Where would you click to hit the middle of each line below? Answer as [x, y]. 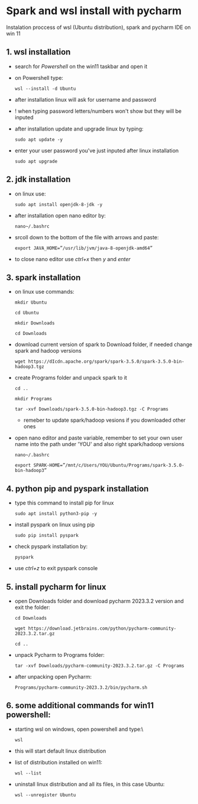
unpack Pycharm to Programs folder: [59, 655]
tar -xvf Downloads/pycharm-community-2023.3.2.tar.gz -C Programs [99, 666]
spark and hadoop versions [48, 351]
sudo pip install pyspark [46, 536]
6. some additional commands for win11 [80, 706]
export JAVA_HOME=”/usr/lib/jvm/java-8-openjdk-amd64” [84, 248]
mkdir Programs [33, 399]
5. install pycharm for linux [56, 587]
